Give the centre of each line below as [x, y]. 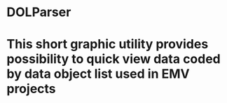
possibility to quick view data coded [114, 59]
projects [32, 89]
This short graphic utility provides [108, 44]
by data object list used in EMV [98, 74]
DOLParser [39, 12]
